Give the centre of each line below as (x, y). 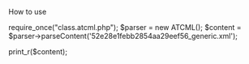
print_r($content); (38, 51)
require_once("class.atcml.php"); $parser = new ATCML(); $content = (125, 27)
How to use (28, 12)
